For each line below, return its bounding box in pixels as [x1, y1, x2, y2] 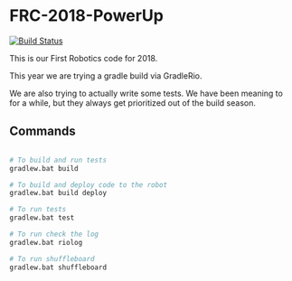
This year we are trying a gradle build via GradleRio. [9, 70, 203, 81]
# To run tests [9, 205, 67, 214]
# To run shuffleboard [9, 254, 95, 263]
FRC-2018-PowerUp [9, 5, 165, 26]
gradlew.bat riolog [9, 238, 83, 247]
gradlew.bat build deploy [9, 189, 107, 198]
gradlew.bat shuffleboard [9, 263, 107, 272]
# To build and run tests [9, 155, 107, 164]
